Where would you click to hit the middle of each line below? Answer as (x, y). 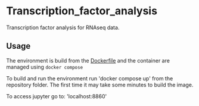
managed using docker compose (45, 67)
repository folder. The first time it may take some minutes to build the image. (100, 85)
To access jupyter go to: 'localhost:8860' (57, 96)
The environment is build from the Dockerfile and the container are (88, 60)
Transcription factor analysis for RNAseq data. (63, 27)
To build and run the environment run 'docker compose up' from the (90, 78)
